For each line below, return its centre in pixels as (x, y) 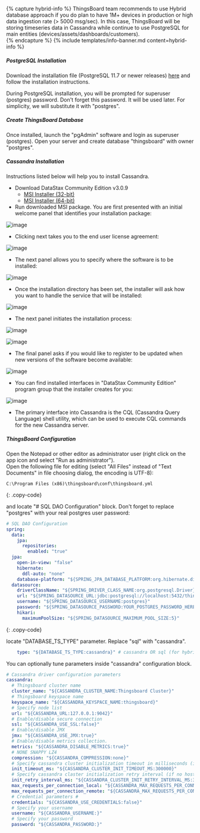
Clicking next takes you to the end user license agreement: (87, 236)
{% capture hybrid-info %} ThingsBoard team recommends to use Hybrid (96, 9)
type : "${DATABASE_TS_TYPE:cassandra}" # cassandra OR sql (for (98, 652)
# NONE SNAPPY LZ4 (35, 752)
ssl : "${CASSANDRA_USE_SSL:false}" (56, 725)
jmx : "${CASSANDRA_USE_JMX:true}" (54, 736)
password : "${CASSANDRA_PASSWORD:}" (57, 825)
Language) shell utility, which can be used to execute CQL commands (100, 418)
